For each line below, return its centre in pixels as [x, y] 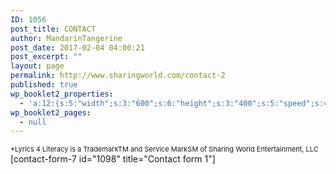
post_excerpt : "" [46, 57]
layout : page [37, 66]
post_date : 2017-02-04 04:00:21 [77, 47]
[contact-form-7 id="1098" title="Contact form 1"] [113, 159]
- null [33, 122]
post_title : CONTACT [53, 29]
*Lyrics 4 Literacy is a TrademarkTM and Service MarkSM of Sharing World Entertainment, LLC [164, 149]
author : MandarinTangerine [66, 38]
